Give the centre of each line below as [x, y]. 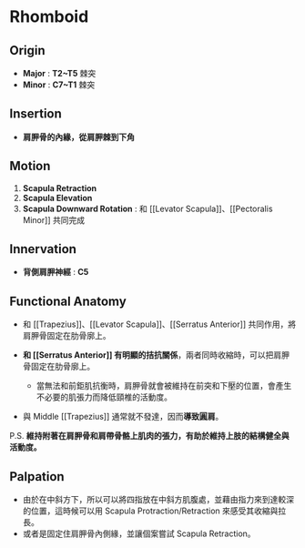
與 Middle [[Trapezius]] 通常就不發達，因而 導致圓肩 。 [123, 417]
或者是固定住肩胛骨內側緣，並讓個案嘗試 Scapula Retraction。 [139, 533]
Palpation [37, 477]
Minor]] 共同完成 [53, 219]
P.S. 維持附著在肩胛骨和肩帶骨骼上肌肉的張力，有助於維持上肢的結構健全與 [149, 436]
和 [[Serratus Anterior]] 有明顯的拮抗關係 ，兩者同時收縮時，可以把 [148, 355]
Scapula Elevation [57, 198]
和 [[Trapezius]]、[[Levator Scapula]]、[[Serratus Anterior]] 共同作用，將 [159, 324]
